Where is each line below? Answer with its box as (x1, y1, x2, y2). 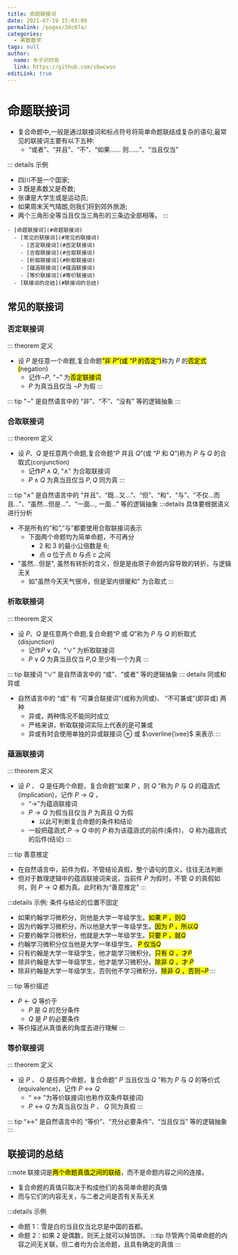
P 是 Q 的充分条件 (28, 1006, 80, 1015)
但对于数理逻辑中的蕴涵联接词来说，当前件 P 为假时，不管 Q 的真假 (17, 874, 215, 883)
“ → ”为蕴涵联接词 (28, 800, 78, 808)
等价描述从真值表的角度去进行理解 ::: (17, 1024, 125, 1032)
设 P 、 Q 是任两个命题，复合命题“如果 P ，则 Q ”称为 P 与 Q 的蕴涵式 (17, 782, 220, 790)
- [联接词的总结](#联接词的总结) (13, 280, 100, 287)
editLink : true (7, 70, 53, 77)
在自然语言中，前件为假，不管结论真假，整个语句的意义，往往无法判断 (17, 865, 224, 874)
